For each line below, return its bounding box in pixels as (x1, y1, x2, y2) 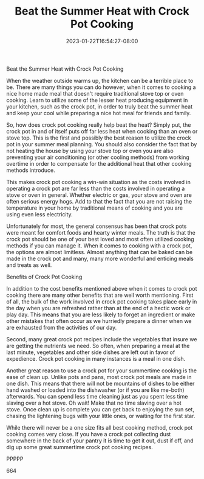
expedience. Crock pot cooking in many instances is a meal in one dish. (6, 355, 186, 362)
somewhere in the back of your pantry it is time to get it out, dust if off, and (6, 437, 194, 444)
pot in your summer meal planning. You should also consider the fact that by (6, 140, 197, 147)
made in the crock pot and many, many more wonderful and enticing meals (6, 255, 194, 262)
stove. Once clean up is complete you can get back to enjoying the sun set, (6, 405, 194, 413)
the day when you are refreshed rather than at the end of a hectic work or (6, 304, 191, 311)
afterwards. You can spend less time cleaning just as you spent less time (6, 392, 188, 400)
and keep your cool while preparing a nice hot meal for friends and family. (6, 109, 191, 116)
